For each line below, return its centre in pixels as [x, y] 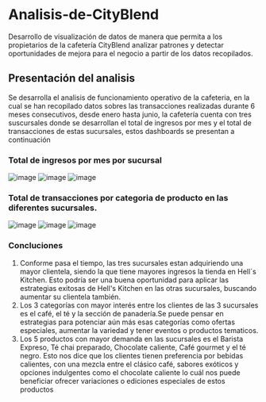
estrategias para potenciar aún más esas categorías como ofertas [127, 322]
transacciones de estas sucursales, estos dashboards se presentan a [121, 131]
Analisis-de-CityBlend [84, 15]
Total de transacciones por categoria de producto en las [118, 197]
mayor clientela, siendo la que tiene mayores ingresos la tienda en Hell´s [138, 271]
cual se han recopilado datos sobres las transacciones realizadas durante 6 [132, 105]
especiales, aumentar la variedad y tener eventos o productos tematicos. [139, 330]
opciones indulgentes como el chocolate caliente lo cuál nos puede [130, 372]
